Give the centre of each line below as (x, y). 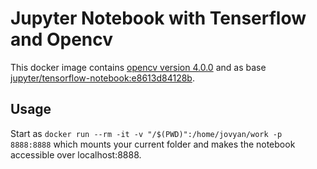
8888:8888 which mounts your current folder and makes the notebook (153, 144)
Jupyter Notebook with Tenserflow (158, 18)
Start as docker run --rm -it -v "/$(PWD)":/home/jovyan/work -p (146, 133)
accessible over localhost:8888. (76, 154)
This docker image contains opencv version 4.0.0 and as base (138, 67)
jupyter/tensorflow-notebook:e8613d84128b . (102, 78)
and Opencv (62, 39)
